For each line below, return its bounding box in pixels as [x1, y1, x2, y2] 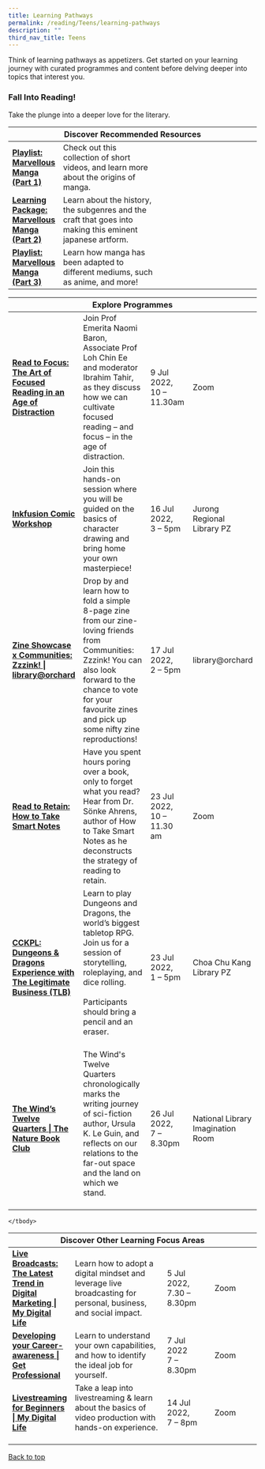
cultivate [82, 401, 115, 412]
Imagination [192, 1123, 237, 1134]
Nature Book [12, 1132, 61, 1143]
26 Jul [150, 1108, 174, 1119]
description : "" [8, 26, 62, 34]
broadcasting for [74, 1287, 136, 1298]
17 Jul [150, 644, 174, 655]
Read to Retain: [12, 800, 71, 811]
